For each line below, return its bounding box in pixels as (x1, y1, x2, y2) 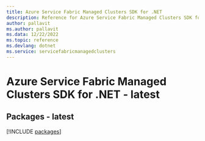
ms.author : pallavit (6, 26, 59, 32)
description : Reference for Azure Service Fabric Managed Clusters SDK (6, 15, 192, 21)
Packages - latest (6, 112, 74, 122)
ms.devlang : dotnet (6, 43, 56, 49)
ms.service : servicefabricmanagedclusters (6, 49, 116, 55)
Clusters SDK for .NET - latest (6, 88, 160, 101)
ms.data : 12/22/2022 (6, 32, 59, 38)
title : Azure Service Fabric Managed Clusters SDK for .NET (6, 9, 163, 15)
